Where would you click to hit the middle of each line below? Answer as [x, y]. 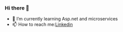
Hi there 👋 [17, 8]
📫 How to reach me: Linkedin [42, 24]
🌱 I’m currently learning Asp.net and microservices [65, 19]
